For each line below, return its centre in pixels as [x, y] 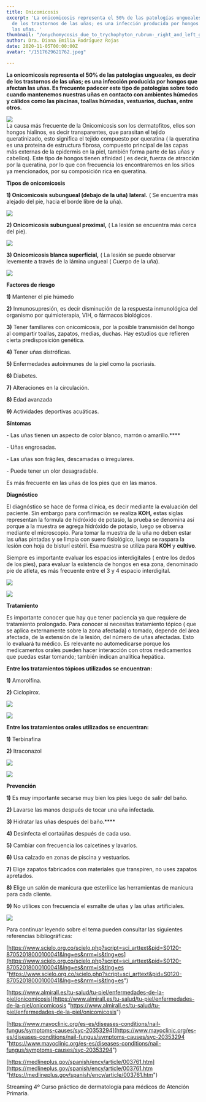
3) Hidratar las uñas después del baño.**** [61, 821]
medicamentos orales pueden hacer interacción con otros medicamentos [99, 650]
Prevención [21, 786]
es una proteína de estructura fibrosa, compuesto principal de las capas [97, 145]
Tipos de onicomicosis [36, 183]
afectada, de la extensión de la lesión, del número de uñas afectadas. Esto [100, 637]
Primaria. [18, 1093]
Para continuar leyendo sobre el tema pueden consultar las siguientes [94, 929]
